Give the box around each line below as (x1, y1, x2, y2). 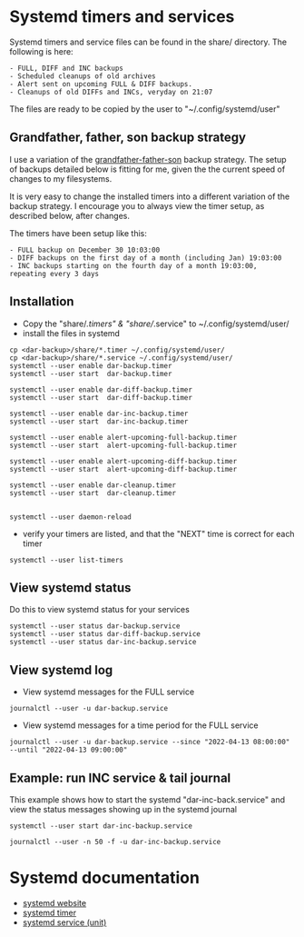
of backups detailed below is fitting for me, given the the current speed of (9, 164, 286, 174)
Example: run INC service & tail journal (9, 770, 231, 785)
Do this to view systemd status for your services (9, 604, 191, 615)
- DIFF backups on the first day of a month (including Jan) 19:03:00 (9, 253, 282, 263)
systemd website (22, 897, 87, 908)
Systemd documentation (9, 868, 200, 888)
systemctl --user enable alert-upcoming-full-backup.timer (9, 433, 238, 442)
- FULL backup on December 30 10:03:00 (9, 245, 161, 254)
